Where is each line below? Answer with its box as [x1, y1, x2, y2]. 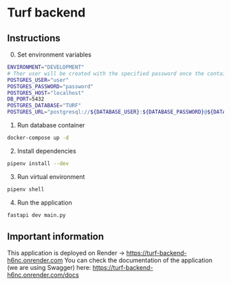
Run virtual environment [16, 172, 85, 180]
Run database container [16, 121, 85, 129]
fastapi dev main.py [7, 211, 67, 218]
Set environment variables [16, 50, 91, 59]
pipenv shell [7, 186, 45, 193]
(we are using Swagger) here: [7, 264, 91, 272]
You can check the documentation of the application [64, 256, 213, 264]
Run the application [16, 198, 72, 207]
